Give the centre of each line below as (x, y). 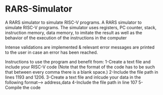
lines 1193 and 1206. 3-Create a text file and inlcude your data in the (73, 77)
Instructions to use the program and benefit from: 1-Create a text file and (78, 62)
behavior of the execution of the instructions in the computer (66, 38)
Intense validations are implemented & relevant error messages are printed (80, 47)
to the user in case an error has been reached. (52, 52)
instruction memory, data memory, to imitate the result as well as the (74, 32)
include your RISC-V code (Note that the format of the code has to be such (80, 67)
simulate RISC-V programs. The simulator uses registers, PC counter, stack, (81, 27)
